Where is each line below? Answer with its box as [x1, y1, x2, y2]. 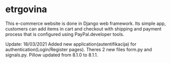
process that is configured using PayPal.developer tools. [5, 31, 124, 37]
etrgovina [5, 4, 48, 15]
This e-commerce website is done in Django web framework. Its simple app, [5, 20, 166, 26]
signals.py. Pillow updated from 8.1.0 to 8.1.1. [5, 52, 98, 58]
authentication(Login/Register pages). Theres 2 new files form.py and [5, 46, 152, 52]
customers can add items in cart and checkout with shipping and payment [5, 25, 162, 31]
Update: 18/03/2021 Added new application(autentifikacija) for [5, 41, 137, 47]
